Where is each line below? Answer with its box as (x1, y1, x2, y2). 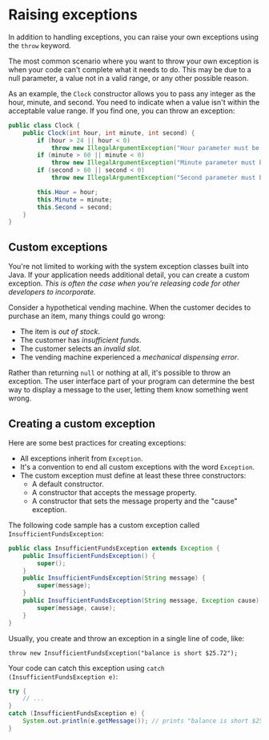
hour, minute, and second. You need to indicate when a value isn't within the (8, 97, 260, 107)
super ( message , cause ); (37, 604, 116, 612)
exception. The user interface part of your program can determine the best (8, 376, 255, 386)
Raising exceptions (8, 6, 138, 24)
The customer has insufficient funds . (19, 335, 142, 345)
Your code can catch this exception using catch (8, 663, 165, 673)
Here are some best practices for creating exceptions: (8, 437, 187, 447)
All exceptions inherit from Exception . (19, 453, 143, 463)
